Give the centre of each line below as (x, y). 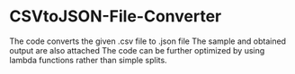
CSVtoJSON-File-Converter (116, 16)
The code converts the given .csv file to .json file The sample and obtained (147, 41)
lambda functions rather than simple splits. (89, 60)
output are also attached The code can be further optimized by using (137, 50)
